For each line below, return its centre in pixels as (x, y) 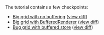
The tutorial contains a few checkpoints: (47, 7)
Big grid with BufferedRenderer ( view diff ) (56, 22)
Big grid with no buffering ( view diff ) (50, 17)
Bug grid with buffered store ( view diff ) (53, 27)
